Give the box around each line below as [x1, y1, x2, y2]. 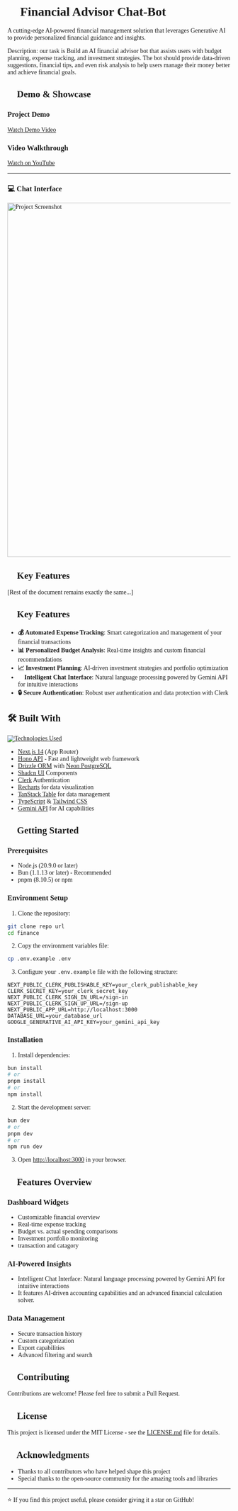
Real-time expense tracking [17, 1220, 86, 1228]
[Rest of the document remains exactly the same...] [7, 589, 133, 596]
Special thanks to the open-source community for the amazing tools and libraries [17, 1475, 218, 1483]
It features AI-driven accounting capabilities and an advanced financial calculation [17, 1289, 222, 1297]
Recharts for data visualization [17, 783, 94, 791]
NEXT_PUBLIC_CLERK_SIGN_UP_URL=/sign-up [7, 1000, 129, 1007]
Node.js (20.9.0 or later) [17, 862, 78, 870]
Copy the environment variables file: [17, 942, 110, 950]
